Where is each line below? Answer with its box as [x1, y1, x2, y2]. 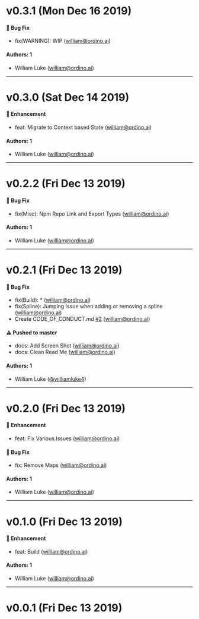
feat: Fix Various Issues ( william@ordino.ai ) [14, 435, 120, 442]
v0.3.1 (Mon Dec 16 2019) [6, 4, 132, 18]
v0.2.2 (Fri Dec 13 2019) [6, 177, 126, 191]
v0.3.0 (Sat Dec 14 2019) [6, 90, 130, 104]
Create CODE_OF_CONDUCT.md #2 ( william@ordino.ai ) [14, 315, 150, 323]
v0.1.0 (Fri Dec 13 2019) [6, 515, 123, 528]
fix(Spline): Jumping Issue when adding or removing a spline [14, 303, 163, 310]
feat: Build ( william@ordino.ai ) [14, 548, 88, 555]
